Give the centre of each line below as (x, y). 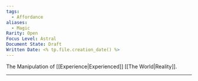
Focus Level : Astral (32, 39)
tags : (13, 11)
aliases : (17, 22)
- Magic (21, 28)
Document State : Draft (34, 45)
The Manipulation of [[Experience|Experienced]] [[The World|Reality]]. (92, 66)
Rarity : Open (22, 33)
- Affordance (27, 17)
